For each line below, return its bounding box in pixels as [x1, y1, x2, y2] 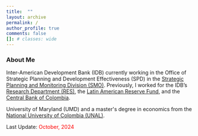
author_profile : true [6, 25, 60, 31]
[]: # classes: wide [6, 36, 58, 42]
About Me [6, 56, 36, 64]
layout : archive [6, 14, 46, 20]
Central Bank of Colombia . [6, 94, 71, 101]
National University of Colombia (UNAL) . [6, 112, 105, 119]
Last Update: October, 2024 [6, 124, 75, 131]
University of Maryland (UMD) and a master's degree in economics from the [6, 106, 192, 113]
